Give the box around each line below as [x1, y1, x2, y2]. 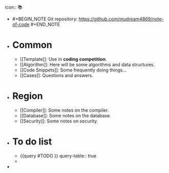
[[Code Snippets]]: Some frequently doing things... [19, 67, 127, 73]
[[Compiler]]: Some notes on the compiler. [19, 107, 109, 113]
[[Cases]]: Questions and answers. [19, 72, 93, 78]
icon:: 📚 [5, 4, 23, 10]
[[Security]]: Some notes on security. [19, 118, 98, 124]
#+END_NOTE [30, 21, 60, 27]
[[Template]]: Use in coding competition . [19, 56, 107, 62]
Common [12, 39, 52, 51]
